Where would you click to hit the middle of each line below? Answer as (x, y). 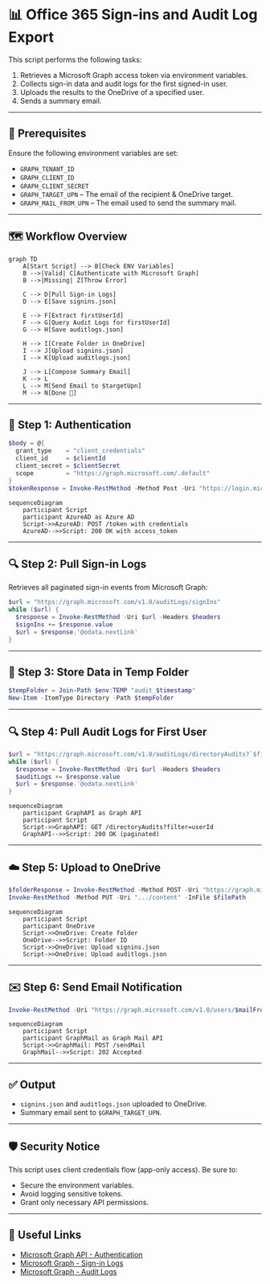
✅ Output (32, 1084)
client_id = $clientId (61, 458)
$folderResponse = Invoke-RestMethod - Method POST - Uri (104, 890)
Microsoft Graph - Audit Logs (68, 1271)
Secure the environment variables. (77, 1185)
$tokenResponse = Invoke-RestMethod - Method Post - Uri (102, 488)
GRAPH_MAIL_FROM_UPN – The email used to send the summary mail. (128, 203)
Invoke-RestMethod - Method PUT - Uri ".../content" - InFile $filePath (127, 897)
